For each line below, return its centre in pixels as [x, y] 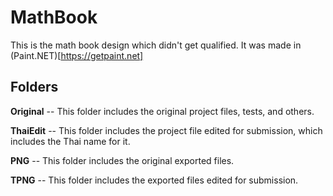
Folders [34, 87]
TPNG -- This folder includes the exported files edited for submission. [154, 180]
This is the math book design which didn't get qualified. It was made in [156, 45]
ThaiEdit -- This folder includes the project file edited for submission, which [166, 130]
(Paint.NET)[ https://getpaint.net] [77, 55]
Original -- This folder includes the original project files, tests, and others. [162, 111]
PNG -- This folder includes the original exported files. [122, 160]
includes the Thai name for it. [70, 141]
